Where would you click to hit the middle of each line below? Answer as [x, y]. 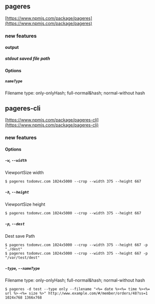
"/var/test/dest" [22, 258]
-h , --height [17, 192]
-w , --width [16, 160]
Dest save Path [20, 236]
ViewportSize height [25, 204]
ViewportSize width [24, 172]
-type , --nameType [22, 268]
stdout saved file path [28, 58]
